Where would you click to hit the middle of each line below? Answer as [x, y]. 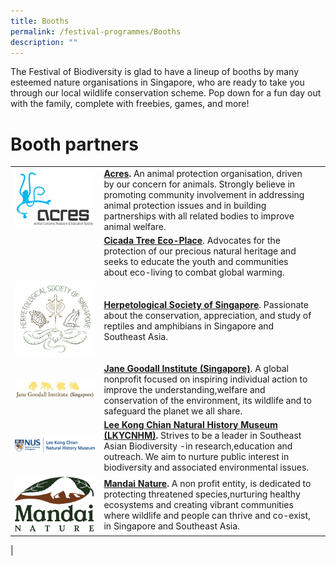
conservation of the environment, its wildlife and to [207, 400]
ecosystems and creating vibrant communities [198, 504]
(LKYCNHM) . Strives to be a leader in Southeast [202, 436]
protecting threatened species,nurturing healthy [202, 494]
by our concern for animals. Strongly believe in [199, 184]
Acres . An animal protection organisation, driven [203, 174]
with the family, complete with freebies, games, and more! [130, 104]
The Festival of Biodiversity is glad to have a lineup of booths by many [155, 72]
